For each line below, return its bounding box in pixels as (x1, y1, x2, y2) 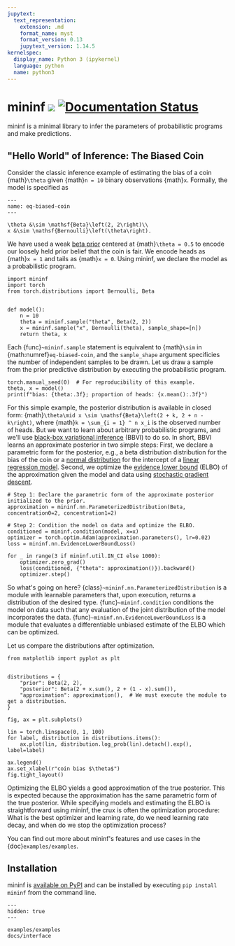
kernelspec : (7, 50, 42, 57)
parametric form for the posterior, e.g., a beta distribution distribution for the (7, 448, 227, 457)
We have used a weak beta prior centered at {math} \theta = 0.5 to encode (7, 239, 225, 249)
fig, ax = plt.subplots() (7, 716, 83, 723)
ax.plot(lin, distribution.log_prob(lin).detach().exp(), (20, 741, 192, 748)
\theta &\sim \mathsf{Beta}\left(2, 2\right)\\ (7, 221, 149, 228)
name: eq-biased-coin (7, 203, 71, 210)
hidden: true (7, 908, 45, 915)
